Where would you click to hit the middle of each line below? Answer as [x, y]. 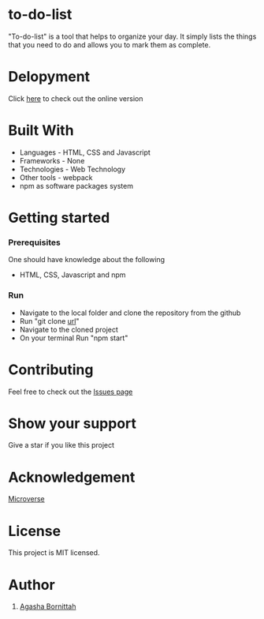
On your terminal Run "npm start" [74, 338]
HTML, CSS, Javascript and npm [73, 275]
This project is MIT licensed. [54, 553]
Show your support [72, 423]
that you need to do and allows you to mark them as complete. [110, 44]
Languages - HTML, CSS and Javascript [85, 152]
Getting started [59, 218]
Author [32, 585]
